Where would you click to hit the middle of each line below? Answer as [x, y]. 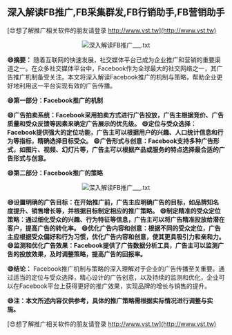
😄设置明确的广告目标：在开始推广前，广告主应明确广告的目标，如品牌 [107, 202]
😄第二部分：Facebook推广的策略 [55, 173]
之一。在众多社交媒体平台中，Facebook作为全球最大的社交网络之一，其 [115, 68]
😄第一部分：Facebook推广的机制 [55, 100]
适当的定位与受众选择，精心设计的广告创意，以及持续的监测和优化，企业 [116, 277]
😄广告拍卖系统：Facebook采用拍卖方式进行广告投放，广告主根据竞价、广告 [116, 115]
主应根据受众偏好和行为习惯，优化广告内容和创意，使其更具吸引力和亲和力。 [116, 236]
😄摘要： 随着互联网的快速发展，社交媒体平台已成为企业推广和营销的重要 [111, 59]
